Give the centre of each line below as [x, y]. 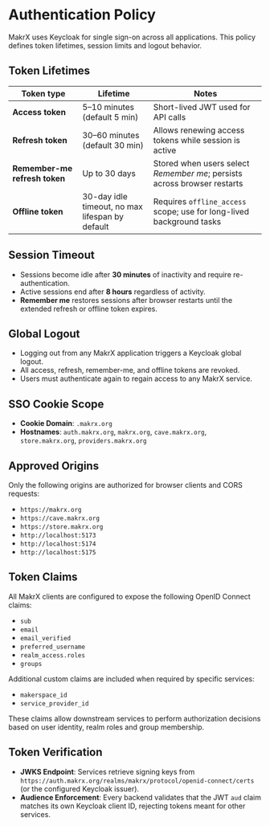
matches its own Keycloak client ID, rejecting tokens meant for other [133, 806]
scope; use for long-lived [201, 211]
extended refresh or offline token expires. [89, 309]
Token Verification [55, 752]
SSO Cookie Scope [56, 404]
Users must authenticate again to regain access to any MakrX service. [136, 378]
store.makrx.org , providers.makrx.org [83, 440]
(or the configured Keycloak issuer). [79, 788]
